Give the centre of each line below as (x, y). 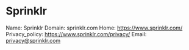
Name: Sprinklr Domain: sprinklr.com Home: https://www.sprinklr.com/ (94, 28)
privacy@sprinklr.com (33, 40)
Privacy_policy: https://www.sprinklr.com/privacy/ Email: (76, 34)
